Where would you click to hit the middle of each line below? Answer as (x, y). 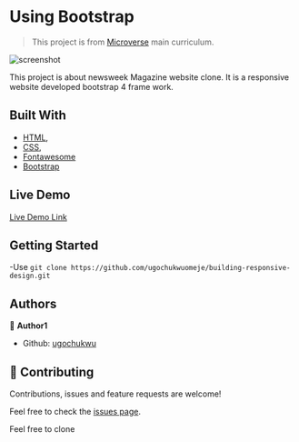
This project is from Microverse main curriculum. (123, 42)
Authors (33, 303)
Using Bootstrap (72, 17)
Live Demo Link (39, 216)
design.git (30, 276)
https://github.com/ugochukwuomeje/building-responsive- (180, 268)
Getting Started (54, 245)
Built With (38, 116)
